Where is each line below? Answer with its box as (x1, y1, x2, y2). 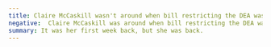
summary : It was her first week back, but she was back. (8, 26, 204, 34)
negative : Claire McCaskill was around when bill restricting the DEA (8, 19, 254, 27)
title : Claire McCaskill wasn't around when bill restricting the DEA (8, 11, 251, 20)
